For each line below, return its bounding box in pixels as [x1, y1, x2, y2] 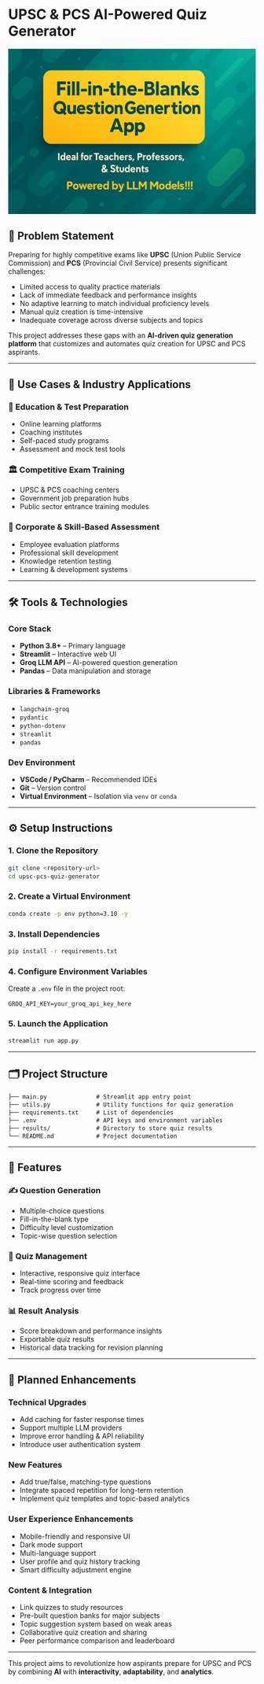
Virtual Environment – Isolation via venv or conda [19, 791, 178, 800]
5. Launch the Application [8, 1017, 108, 1028]
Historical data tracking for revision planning [19, 1343, 163, 1353]
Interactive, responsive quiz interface [19, 1269, 141, 1278]
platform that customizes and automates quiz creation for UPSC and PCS [8, 339, 246, 349]
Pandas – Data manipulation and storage [19, 667, 152, 676]
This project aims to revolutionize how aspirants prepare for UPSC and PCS [8, 1658, 252, 1667]
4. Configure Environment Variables [8, 966, 148, 977]
